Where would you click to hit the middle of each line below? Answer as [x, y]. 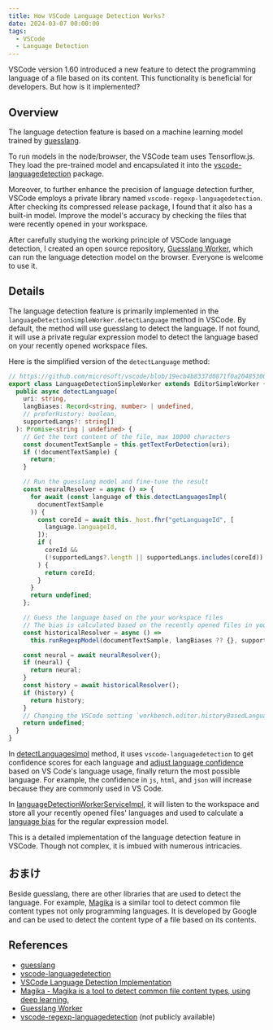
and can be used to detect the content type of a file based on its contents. [133, 919]
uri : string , [45, 399]
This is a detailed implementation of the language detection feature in [125, 837]
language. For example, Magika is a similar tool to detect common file [125, 902]
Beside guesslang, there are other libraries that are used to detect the [125, 893]
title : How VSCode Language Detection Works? [87, 16]
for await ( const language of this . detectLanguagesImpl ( [128, 497]
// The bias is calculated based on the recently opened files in [138, 625]
